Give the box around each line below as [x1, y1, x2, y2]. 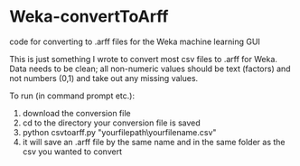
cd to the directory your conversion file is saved [22, 117, 201, 128]
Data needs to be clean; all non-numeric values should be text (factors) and [9, 63, 291, 74]
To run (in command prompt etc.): [9, 90, 136, 101]
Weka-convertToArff [9, 6, 169, 27]
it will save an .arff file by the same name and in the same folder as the [22, 136, 286, 147]
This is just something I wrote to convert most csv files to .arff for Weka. [9, 53, 278, 64]
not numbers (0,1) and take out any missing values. [9, 72, 199, 83]
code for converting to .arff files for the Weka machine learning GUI [9, 36, 260, 47]
